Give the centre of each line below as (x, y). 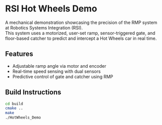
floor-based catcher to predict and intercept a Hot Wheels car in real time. (81, 38)
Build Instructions (33, 92)
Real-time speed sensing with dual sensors (56, 71)
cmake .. (14, 108)
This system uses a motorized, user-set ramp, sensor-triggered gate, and (80, 33)
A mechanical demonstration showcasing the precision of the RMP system (81, 22)
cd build (14, 104)
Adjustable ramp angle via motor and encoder (59, 66)
